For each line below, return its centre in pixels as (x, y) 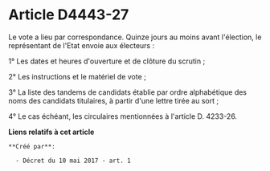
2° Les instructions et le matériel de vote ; (78, 76)
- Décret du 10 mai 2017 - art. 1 (73, 161)
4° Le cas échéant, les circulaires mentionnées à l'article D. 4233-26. (123, 116)
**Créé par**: (32, 146)
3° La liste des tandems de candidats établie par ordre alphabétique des (128, 92)
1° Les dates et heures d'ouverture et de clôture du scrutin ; (107, 61)
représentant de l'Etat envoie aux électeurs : (82, 45)
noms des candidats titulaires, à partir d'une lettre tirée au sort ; (114, 100)
